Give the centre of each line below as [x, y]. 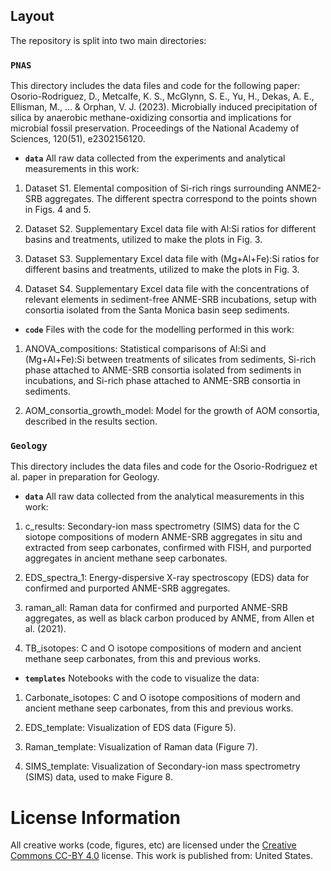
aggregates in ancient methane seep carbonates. [126, 558]
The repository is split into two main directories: [108, 40]
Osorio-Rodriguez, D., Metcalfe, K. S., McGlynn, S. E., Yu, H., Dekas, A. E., [162, 96]
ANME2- [303, 188]
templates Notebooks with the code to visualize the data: [142, 678]
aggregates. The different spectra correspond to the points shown [181, 199]
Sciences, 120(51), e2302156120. [78, 139]
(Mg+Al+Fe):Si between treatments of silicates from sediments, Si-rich [170, 360]
